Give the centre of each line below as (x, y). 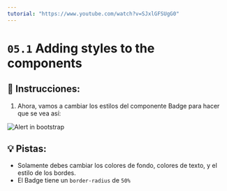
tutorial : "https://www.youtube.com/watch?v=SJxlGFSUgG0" (93, 14)
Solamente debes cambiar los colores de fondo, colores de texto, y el (117, 166)
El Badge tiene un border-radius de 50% (74, 181)
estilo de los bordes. (46, 173)
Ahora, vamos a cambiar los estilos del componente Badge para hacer (118, 106)
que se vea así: (39, 113)
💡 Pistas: (27, 149)
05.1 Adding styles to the (81, 48)
